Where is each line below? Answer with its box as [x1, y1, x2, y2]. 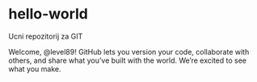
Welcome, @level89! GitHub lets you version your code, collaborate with [8, 47, 250, 56]
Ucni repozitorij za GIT [8, 31, 83, 41]
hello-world [8, 5, 89, 23]
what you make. [8, 64, 62, 73]
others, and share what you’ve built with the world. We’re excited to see [8, 55, 247, 65]
